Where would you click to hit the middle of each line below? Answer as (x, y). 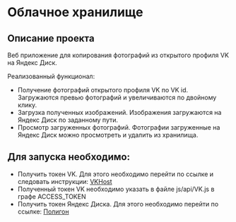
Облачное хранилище (75, 12)
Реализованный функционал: (51, 76)
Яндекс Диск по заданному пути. (68, 120)
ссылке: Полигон (43, 211)
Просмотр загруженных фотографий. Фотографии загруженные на (119, 127)
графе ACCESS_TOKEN (52, 196)
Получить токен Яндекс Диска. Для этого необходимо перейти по (118, 204)
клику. (27, 105)
